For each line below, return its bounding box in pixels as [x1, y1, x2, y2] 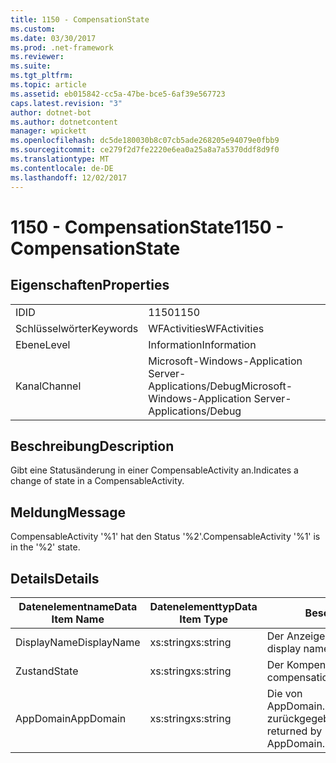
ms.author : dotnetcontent [10, 117, 118, 127]
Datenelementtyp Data [149, 599, 258, 613]
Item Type [179, 612, 229, 626]
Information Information [148, 337, 257, 351]
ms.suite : [10, 61, 52, 71]
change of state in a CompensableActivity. [10, 475, 185, 487]
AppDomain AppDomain [15, 711, 127, 725]
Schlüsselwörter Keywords [15, 321, 139, 335]
